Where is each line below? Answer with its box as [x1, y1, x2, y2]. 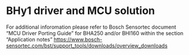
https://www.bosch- [53, 36, 103, 43]
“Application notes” [6, 36, 53, 43]
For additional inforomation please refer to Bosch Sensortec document [6, 23, 177, 30]
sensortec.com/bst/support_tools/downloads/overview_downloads [6, 42, 168, 49]
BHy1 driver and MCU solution [6, 4, 156, 18]
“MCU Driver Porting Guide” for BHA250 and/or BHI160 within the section [6, 29, 184, 36]
